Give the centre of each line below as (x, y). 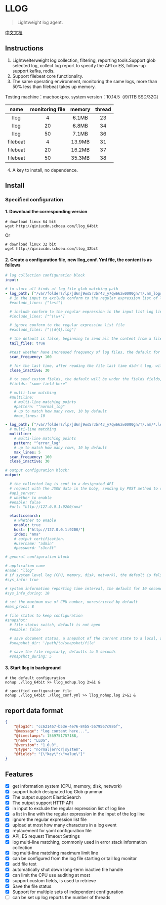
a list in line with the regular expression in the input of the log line (78, 814)
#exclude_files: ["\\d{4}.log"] (43, 330)
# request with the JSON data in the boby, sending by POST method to (84, 488)
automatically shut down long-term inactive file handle (68, 869)
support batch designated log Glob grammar (57, 791)
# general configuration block (37, 557)
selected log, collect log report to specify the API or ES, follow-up (79, 65)
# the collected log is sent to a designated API (62, 484)
